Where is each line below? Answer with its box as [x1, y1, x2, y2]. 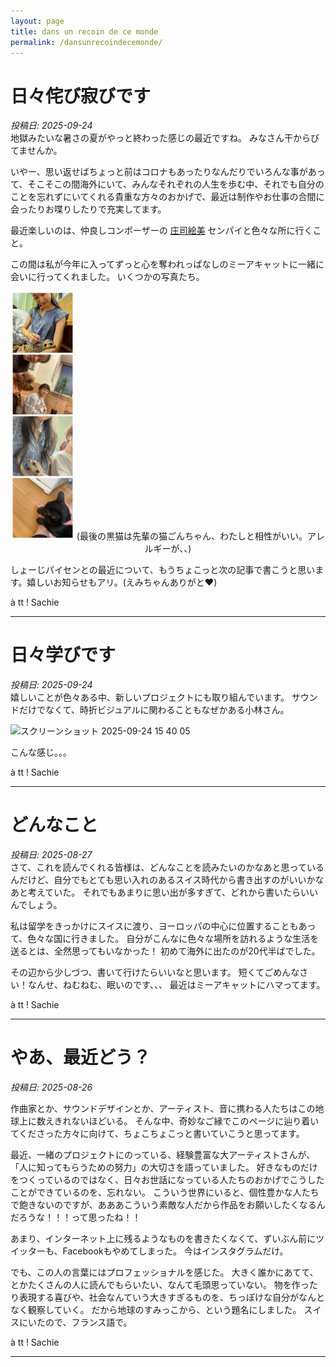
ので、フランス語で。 [44, 1316, 133, 1329]
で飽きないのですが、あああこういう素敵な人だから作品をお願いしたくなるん [10, 1199, 326, 1211]
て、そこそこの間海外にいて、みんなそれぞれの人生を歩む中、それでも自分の [10, 178, 325, 190]
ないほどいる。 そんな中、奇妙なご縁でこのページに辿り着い [71, 1115, 320, 1127]
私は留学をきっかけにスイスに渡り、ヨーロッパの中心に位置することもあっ [10, 920, 317, 932]
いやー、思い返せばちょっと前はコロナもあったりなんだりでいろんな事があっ [10, 166, 326, 178]
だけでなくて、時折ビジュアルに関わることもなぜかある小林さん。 [18, 704, 290, 716]
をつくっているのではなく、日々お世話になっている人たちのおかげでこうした [10, 1174, 325, 1186]
